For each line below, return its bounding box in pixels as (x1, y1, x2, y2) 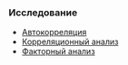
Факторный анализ (21, 46, 96, 57)
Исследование (8, 6, 78, 19)
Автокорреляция (21, 27, 87, 38)
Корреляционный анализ (21, 36, 119, 47)
